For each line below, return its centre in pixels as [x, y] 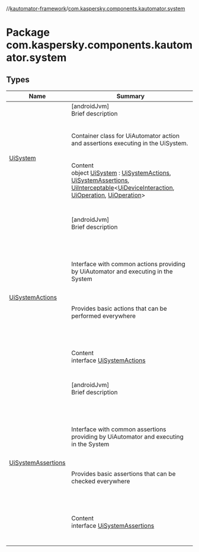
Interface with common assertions [119, 429]
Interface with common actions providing [128, 264]
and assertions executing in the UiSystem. [130, 143]
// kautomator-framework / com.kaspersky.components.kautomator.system [96, 9]
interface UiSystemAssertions [113, 526]
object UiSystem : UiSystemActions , [121, 173]
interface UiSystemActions [109, 360]
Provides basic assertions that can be [123, 474]
